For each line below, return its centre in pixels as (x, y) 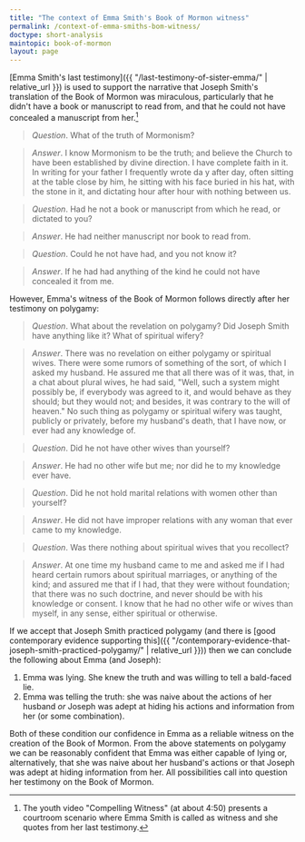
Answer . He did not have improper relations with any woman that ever (162, 520)
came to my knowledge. (77, 530)
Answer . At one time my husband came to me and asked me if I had (158, 565)
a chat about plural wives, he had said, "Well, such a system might (155, 381)
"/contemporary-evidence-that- (231, 640)
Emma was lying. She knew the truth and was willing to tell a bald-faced (157, 677)
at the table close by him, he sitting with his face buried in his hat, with (163, 182)
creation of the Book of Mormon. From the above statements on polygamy (148, 743)
